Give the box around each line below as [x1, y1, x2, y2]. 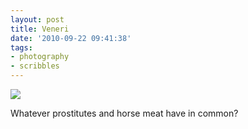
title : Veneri [10, 24, 70, 34]
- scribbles [10, 61, 60, 71]
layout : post [10, 14, 65, 25]
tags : [10, 42, 33, 53]
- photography [10, 52, 70, 62]
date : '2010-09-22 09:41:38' [10, 33, 132, 43]
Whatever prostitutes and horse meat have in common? [10, 107, 239, 119]
